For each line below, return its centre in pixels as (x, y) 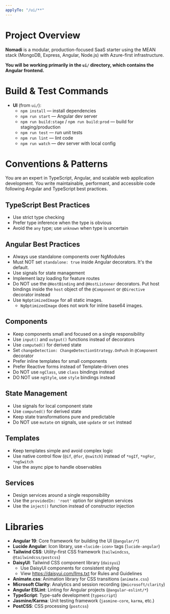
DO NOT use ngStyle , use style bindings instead (64, 377)
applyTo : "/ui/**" (25, 10)
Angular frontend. (25, 70)
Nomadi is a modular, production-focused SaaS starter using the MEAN (80, 50)
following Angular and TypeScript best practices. (57, 189)
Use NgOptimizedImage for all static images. (58, 300)
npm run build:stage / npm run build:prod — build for (77, 121)
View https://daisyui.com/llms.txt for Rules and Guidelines (81, 574)
